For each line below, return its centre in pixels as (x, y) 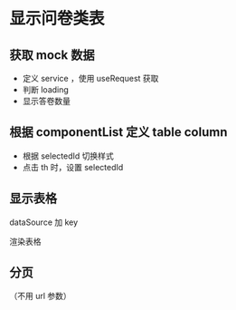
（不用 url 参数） (41, 296)
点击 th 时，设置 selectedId (73, 167)
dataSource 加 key (44, 222)
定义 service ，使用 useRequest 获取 (90, 78)
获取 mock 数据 (52, 55)
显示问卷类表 (57, 19)
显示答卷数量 (46, 101)
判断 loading (46, 90)
